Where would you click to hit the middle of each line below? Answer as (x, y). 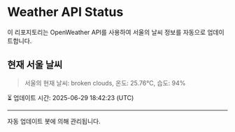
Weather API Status (65, 12)
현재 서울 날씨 (35, 65)
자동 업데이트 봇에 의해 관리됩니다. (54, 121)
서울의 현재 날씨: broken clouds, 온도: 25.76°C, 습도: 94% (105, 83)
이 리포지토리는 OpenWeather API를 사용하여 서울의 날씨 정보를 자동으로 (107, 32)
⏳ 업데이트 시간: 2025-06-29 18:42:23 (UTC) (71, 97)
